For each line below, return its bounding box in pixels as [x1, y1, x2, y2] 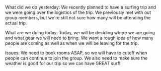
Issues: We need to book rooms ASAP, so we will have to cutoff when [5, 50, 148, 56]
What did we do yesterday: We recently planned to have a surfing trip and [5, 4, 157, 10]
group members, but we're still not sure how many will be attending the [5, 15, 151, 20]
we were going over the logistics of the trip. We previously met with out [5, 9, 151, 15]
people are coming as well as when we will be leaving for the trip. [5, 40, 139, 46]
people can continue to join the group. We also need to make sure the [5, 55, 148, 61]
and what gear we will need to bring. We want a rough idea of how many [5, 35, 154, 41]
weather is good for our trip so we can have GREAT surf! [5, 61, 121, 66]
